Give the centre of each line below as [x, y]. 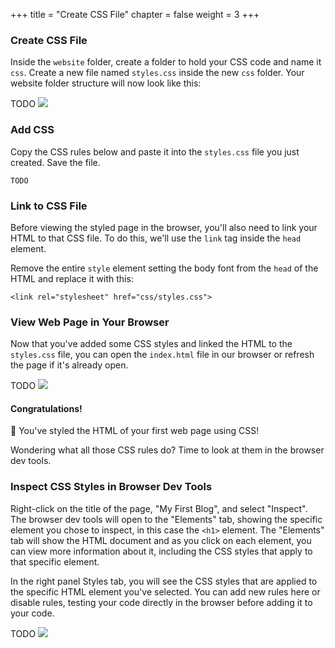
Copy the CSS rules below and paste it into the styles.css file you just [155, 151]
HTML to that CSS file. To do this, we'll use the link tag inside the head [156, 238]
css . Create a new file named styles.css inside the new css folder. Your [157, 73]
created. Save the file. [55, 162]
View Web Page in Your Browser [90, 322]
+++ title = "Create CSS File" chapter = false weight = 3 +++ [135, 14]
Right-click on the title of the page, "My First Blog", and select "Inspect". [159, 508]
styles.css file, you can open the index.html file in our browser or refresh [162, 355]
